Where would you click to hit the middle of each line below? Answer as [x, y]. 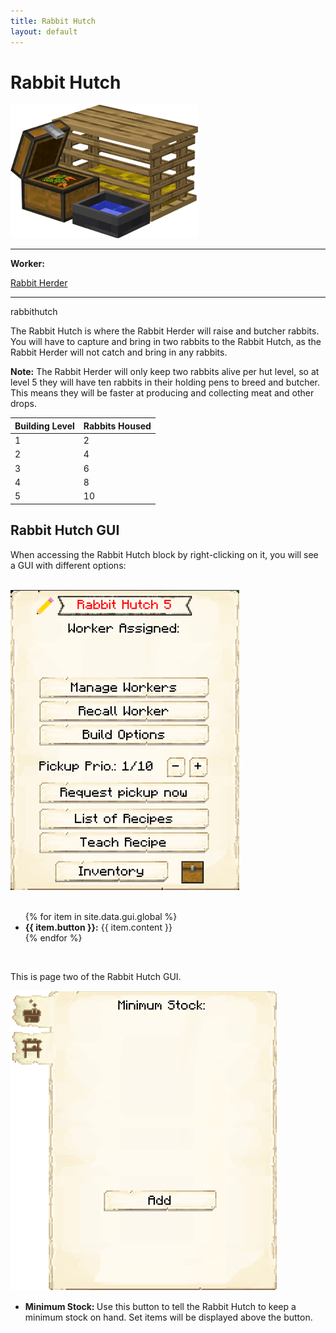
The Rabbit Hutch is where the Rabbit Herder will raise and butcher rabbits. [165, 331]
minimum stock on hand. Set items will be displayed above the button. [168, 1317]
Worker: [27, 264]
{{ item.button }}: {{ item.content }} [98, 927]
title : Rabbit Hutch [53, 21]
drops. [23, 404]
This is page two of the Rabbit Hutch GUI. [96, 976]
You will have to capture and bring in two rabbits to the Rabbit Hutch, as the [166, 342]
